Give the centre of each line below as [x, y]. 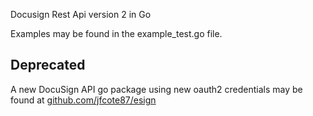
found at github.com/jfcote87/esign [83, 100]
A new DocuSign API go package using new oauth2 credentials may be [156, 89]
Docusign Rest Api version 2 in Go [81, 14]
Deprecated [48, 65]
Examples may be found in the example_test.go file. [116, 33]
